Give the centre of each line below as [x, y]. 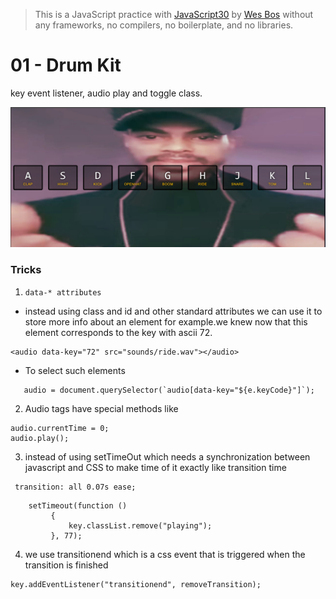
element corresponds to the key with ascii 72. [118, 332]
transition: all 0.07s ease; [75, 487]
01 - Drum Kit [66, 65]
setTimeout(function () [78, 505]
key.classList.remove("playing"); [140, 525]
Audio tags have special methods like [101, 408]
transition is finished [66, 565]
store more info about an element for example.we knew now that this [166, 321]
